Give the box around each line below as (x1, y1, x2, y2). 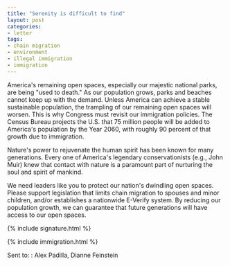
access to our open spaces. (7, 211, 87, 219)
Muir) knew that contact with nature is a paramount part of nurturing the (7, 160, 213, 168)
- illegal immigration (7, 55, 73, 62)
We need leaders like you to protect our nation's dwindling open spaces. (7, 181, 214, 189)
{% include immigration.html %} (7, 237, 98, 246)
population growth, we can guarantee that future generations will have (7, 203, 208, 211)
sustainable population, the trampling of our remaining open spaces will (7, 103, 211, 111)
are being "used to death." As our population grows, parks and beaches (7, 88, 212, 96)
